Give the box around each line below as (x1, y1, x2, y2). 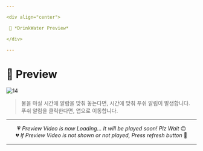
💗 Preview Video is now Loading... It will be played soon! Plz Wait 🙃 (16, 125, 187, 132)
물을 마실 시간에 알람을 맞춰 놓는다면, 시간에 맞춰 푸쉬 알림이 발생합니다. (21, 100, 190, 107)
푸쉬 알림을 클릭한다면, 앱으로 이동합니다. (21, 107, 118, 115)
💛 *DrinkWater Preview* (8, 25, 69, 31)
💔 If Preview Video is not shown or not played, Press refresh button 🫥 (16, 132, 187, 139)
